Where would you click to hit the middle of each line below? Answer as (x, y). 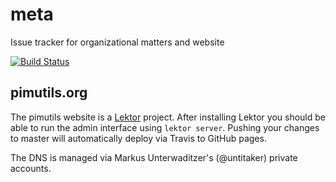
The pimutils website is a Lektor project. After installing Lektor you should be (168, 117)
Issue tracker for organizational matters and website (117, 42)
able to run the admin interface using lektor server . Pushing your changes (165, 127)
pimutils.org (49, 93)
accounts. (31, 168)
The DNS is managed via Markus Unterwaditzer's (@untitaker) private (154, 157)
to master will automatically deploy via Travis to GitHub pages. (138, 138)
